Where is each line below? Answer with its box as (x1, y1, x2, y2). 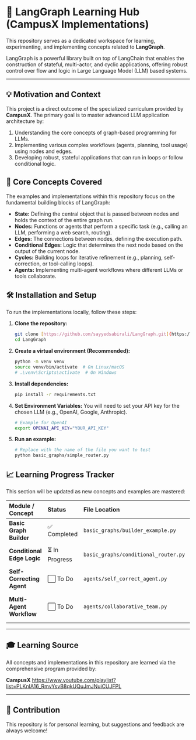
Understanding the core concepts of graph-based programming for (14, 129, 177, 136)
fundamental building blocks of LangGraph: (6, 199, 111, 206)
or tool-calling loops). (42, 260, 94, 267)
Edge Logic (9, 554, 41, 562)
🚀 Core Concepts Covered (6, 177, 103, 187)
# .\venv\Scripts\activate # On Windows (14, 369, 117, 376)
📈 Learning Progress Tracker (6, 469, 115, 479)
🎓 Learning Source (6, 640, 79, 650)
